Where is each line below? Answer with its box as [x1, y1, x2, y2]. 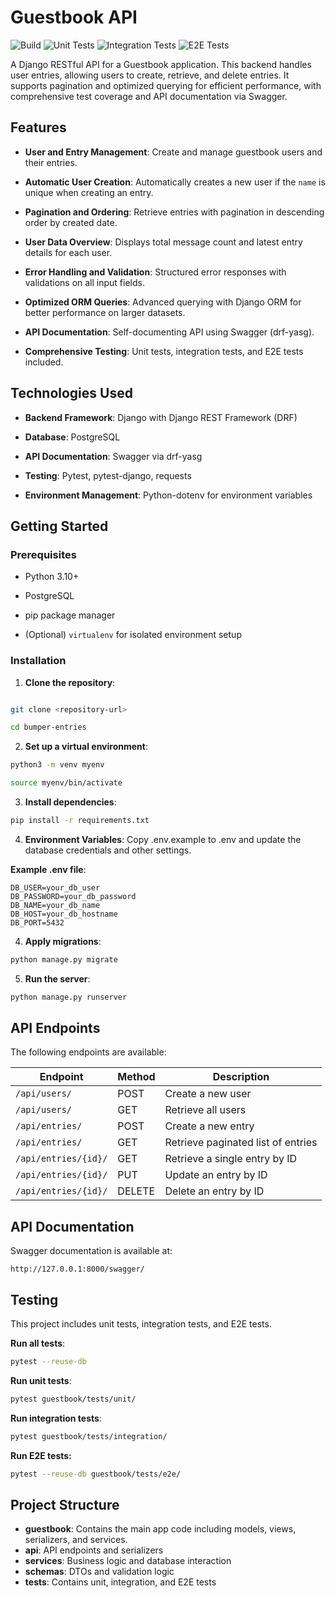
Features [10, 119, 67, 136]
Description [212, 1070, 270, 1084]
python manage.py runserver [10, 992, 128, 1002]
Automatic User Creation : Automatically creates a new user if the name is [24, 176, 326, 188]
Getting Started [10, 517, 109, 535]
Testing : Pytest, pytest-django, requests [24, 469, 192, 481]
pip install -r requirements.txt [10, 816, 150, 826]
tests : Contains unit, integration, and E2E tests [24, 1576, 217, 1588]
